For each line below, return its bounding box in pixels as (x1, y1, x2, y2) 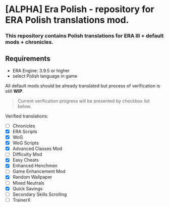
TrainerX (12, 197, 31, 203)
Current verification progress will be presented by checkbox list (17, 97, 150, 104)
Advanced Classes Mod (12, 145, 63, 152)
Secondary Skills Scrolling (12, 191, 67, 197)
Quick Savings (12, 185, 43, 191)
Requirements (5, 54, 50, 63)
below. (17, 103, 32, 109)
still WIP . (5, 88, 24, 94)
